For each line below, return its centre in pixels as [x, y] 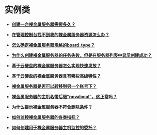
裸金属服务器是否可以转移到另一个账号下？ [54, 86]
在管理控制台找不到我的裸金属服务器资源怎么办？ [60, 34]
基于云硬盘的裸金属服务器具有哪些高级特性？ [56, 76]
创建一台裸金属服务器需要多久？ [43, 24]
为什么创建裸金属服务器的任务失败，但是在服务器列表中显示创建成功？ [82, 55]
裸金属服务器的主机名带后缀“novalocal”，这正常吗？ [64, 96]
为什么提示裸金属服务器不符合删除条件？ [52, 107]
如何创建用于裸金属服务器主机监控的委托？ [54, 127]
